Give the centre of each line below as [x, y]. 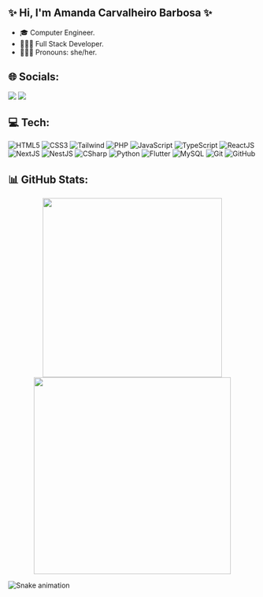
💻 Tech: [29, 122]
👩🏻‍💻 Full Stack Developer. [61, 43]
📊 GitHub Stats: [48, 179]
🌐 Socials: [34, 77]
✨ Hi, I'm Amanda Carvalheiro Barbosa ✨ [110, 13]
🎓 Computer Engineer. [57, 32]
